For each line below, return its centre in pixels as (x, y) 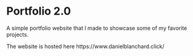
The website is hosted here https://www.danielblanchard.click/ (85, 46)
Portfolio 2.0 (39, 11)
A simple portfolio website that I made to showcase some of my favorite (97, 28)
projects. (17, 34)
